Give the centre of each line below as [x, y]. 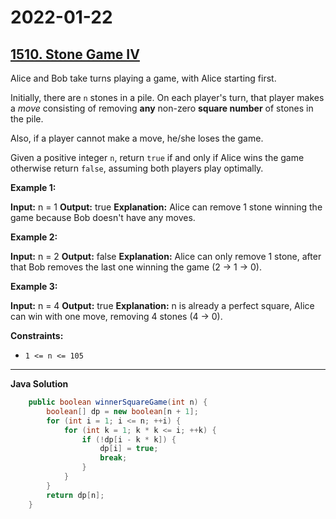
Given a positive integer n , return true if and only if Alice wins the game [157, 157]
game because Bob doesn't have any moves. [103, 217]
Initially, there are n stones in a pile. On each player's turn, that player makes [167, 97]
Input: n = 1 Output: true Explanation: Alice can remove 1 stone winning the [166, 207]
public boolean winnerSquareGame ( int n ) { [118, 402]
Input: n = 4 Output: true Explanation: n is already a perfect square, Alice [162, 305]
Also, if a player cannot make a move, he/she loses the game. [137, 138]
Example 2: [34, 237]
